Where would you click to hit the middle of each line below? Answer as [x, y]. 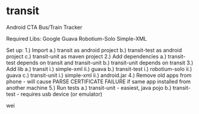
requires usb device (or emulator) [61, 94]
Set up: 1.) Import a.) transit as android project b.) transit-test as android [94, 50]
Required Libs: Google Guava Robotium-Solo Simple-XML [77, 38]
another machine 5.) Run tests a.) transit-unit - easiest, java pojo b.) [89, 87]
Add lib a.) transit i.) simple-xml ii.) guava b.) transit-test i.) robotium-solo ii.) [99, 69]
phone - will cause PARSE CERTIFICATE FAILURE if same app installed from [99, 82]
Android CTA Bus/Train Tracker [44, 27]
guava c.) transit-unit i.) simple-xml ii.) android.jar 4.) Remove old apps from [99, 75]
